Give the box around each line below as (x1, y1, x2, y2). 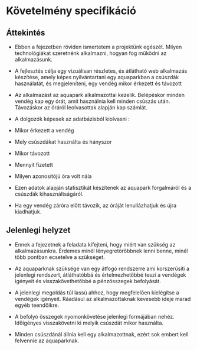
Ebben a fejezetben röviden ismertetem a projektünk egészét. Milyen (14, 43, 182, 50)
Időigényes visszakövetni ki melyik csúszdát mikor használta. (14, 319, 164, 326)
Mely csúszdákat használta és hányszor (14, 138, 112, 145)
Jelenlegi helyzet (6, 225, 71, 235)
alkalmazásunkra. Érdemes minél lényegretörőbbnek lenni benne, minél (14, 247, 188, 254)
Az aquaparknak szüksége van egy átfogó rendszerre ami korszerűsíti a (14, 265, 190, 272)
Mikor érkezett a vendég (14, 127, 74, 134)
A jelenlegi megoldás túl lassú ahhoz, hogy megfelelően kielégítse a (14, 289, 179, 296)
